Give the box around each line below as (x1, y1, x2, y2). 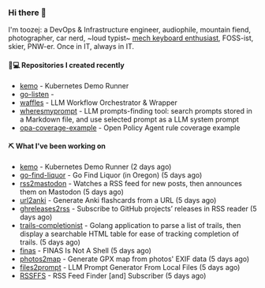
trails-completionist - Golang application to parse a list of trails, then (19, 220, 241, 230)
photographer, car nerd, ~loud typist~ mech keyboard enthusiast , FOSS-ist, (8, 33, 254, 43)
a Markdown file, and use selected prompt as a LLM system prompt (19, 114, 239, 124)
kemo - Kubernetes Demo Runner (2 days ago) (19, 162, 172, 171)
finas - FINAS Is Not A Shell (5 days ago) (19, 245, 152, 255)
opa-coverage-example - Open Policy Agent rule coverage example (19, 122, 241, 133)
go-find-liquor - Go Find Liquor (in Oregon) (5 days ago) (19, 170, 203, 180)
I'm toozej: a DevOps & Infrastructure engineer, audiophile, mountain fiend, (8, 25, 251, 35)
